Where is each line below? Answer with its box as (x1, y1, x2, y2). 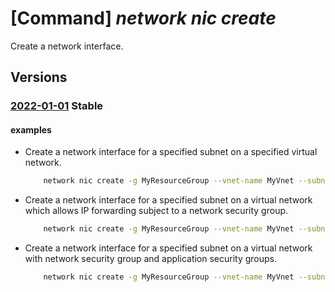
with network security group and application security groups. (24, 253, 278, 265)
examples (10, 123, 52, 136)
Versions (10, 69, 68, 86)
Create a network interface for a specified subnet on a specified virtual (24, 146, 318, 158)
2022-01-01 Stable (10, 99, 104, 113)
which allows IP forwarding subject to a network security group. (24, 205, 289, 217)
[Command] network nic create (10, 7, 277, 30)
